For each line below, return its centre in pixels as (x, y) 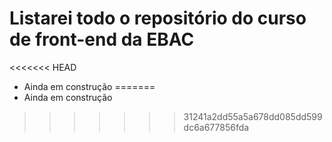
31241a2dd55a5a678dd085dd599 (253, 116)
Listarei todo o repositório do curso (158, 18)
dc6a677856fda (216, 127)
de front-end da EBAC (102, 39)
